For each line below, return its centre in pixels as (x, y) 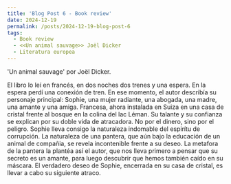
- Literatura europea (44, 52)
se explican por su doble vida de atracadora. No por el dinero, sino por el (111, 121)
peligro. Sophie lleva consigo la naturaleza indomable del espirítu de (104, 129)
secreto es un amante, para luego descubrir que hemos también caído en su (115, 158)
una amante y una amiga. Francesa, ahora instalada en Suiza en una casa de (115, 107)
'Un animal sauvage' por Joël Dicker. (59, 71)
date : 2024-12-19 (32, 20)
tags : (15, 33)
